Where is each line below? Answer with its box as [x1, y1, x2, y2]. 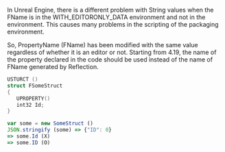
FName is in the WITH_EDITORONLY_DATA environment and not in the [7, 13, 206, 21]
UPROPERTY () [16, 95, 51, 102]
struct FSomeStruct [7, 82, 63, 89]
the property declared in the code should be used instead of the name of [7, 55, 213, 64]
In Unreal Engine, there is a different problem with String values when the [7, 6, 214, 14]
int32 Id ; [16, 101, 45, 108]
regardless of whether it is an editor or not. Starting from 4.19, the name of [7, 48, 217, 56]
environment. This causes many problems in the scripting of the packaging [7, 21, 219, 28]
